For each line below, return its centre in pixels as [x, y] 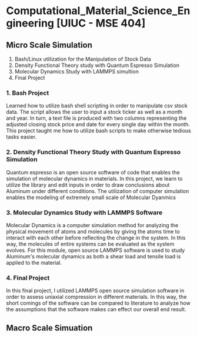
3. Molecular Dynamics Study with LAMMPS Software [84, 213]
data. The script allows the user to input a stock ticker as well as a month [94, 112]
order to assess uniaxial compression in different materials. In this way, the [96, 297]
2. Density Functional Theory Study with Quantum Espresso [94, 152]
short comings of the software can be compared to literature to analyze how [98, 303]
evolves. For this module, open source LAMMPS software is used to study [96, 250]
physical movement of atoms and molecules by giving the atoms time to [93, 231]
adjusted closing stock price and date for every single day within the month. [98, 124]
